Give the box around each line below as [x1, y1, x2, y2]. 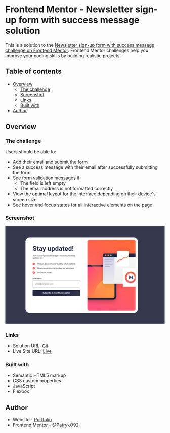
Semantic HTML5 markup [12, 372, 66, 378]
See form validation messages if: [12, 175, 81, 181]
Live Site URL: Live [12, 348, 52, 355]
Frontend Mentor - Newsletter [5, 4, 134, 15]
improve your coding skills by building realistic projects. [5, 52, 121, 59]
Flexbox [12, 388, 29, 395]
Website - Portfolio [12, 417, 52, 423]
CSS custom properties [12, 378, 62, 384]
